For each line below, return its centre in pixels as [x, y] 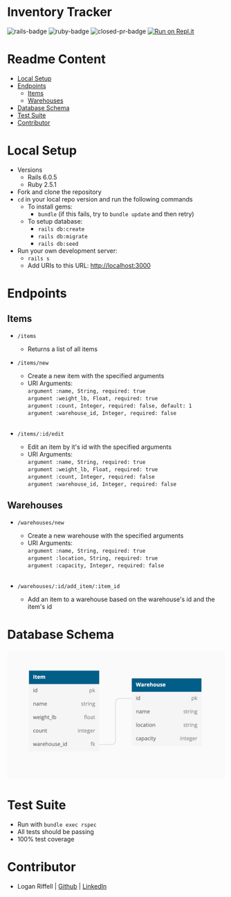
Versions [30, 170]
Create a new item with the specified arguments [96, 375]
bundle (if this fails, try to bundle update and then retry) [116, 214]
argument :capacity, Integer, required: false [96, 565]
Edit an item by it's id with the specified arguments [99, 447]
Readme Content [56, 59]
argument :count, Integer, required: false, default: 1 [110, 406]
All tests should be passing [56, 831]
